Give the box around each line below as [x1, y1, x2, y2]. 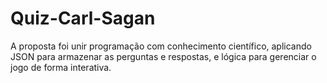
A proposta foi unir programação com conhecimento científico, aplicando [10, 40, 312, 52]
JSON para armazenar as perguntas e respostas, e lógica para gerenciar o [10, 50, 317, 62]
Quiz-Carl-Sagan [10, 7, 156, 30]
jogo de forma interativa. [10, 61, 112, 73]
